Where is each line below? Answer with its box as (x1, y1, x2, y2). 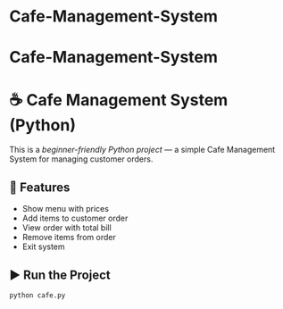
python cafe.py (9, 290, 66, 300)
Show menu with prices (21, 204, 110, 214)
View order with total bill (21, 222, 112, 233)
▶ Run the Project (9, 267, 111, 282)
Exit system (21, 241, 65, 252)
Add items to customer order (21, 213, 129, 224)
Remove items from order (21, 232, 116, 243)
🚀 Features (9, 180, 71, 195)
